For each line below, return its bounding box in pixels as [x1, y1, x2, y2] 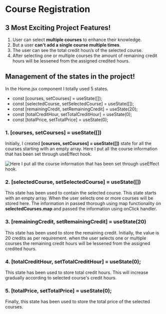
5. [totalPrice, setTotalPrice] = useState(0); [5, 287, 112, 294]
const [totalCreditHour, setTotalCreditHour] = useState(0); [12, 111, 132, 117]
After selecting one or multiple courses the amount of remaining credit [12, 52, 157, 58]
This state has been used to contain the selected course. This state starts [5, 190, 156, 196]
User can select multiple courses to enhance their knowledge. [12, 36, 142, 42]
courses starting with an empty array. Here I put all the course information [5, 146, 157, 152]
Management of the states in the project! [5, 72, 135, 81]
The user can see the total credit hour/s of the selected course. [12, 47, 143, 53]
